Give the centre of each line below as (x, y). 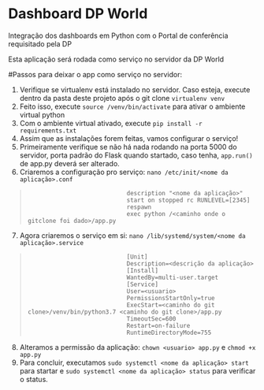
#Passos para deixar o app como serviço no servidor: (95, 74)
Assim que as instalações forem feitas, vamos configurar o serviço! (129, 138)
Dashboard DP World (78, 14)
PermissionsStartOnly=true (171, 298)
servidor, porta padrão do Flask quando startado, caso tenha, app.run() (136, 155)
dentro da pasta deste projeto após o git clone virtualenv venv (122, 98)
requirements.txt (48, 131)
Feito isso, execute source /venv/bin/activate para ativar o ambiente (132, 106)
